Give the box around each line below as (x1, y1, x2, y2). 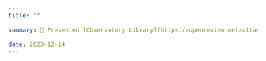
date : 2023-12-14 (8, 40, 66, 48)
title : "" (8, 11, 41, 20)
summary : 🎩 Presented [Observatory (8, 25, 126, 34)
